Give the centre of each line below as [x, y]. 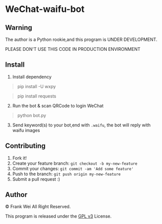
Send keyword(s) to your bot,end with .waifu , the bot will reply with [81, 125]
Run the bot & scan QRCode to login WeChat [58, 106]
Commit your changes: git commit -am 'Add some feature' [73, 168]
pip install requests [37, 96]
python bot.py [32, 115]
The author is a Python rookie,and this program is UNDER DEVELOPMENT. [81, 39]
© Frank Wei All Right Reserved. [38, 207]
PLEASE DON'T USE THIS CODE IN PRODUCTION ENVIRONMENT [73, 49]
